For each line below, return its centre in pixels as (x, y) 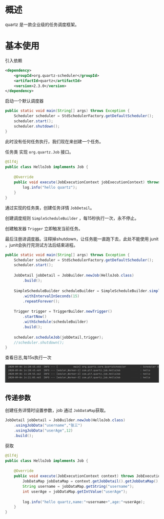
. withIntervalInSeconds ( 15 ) (51, 296)
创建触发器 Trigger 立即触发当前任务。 (44, 228)
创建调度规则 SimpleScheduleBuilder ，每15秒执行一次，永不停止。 (72, 218)
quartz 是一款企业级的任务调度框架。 (42, 24)
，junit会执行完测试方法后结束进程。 (41, 245)
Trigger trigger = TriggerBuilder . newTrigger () (63, 312)
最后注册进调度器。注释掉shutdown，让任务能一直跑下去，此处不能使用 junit (82, 239)
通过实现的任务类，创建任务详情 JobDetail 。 (50, 208)
